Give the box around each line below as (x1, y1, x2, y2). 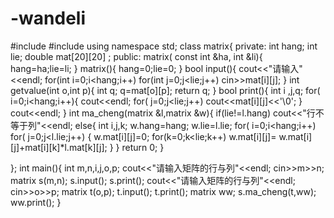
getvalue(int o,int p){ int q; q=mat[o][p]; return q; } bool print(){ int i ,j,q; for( (10, 84, 321, 96)
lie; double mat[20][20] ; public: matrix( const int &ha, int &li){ (10, 50, 263, 62)
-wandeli (10, 7, 87, 30)
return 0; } (121, 141, 165, 153)
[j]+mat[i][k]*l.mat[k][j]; (10, 141, 108, 153)
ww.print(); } (10, 196, 62, 208)
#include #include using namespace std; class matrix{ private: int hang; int (10, 40, 318, 52)
